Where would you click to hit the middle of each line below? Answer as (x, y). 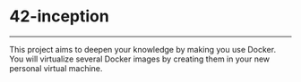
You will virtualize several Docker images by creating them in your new (140, 59)
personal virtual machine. (56, 68)
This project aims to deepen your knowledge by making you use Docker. (142, 49)
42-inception (59, 16)
